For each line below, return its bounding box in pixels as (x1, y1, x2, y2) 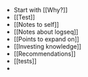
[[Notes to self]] (13, 21, 59, 28)
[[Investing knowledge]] (13, 43, 82, 50)
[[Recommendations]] (13, 49, 76, 58)
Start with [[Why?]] (13, 6, 68, 14)
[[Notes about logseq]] (13, 27, 79, 36)
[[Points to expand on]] (13, 35, 80, 43)
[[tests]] (13, 57, 37, 65)
